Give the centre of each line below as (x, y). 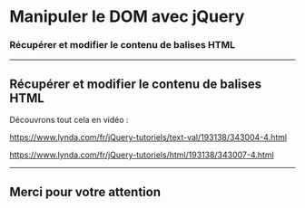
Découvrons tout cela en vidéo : (69, 120)
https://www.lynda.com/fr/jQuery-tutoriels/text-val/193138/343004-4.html (148, 137)
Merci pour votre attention (85, 192)
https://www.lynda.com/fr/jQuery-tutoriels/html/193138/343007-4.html (142, 155)
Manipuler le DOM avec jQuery (127, 17)
